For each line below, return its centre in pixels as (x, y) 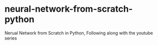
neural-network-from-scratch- (69, 9)
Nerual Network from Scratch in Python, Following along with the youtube (79, 33)
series (11, 38)
